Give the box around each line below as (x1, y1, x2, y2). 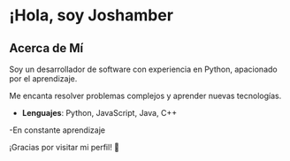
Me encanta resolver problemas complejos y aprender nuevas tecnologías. (9, 90, 282, 101)
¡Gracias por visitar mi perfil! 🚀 (9, 142, 120, 152)
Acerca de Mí (9, 41, 84, 56)
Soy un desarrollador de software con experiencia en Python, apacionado (9, 64, 278, 74)
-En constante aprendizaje (9, 125, 106, 135)
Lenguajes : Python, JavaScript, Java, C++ (21, 108, 178, 118)
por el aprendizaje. (9, 73, 78, 84)
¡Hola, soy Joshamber (9, 5, 174, 26)
